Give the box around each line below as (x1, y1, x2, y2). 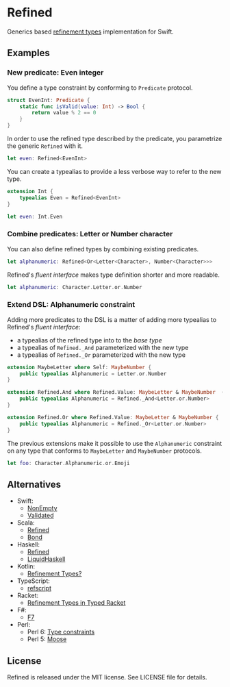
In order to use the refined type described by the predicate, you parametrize (7, 135, 222, 142)
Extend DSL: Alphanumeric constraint (7, 300, 136, 310)
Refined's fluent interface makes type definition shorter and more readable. (7, 271, 220, 279)
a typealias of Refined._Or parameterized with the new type (16, 351, 186, 359)
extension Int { (7, 188, 53, 195)
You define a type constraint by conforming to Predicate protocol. (7, 84, 193, 92)
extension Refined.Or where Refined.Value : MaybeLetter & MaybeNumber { (7, 414, 219, 421)
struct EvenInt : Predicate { (7, 97, 90, 103)
